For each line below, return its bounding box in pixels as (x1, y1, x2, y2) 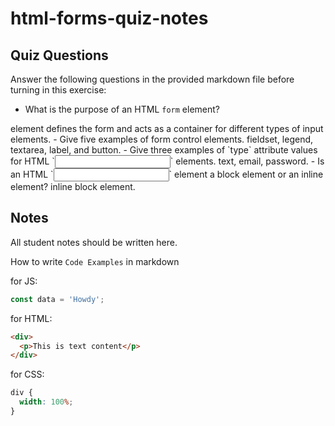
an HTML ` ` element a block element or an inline (10, 168, 324, 180)
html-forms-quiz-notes (10, 7, 209, 30)
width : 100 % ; (19, 397, 74, 407)
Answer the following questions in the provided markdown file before (10, 73, 295, 85)
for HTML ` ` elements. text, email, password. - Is (10, 155, 325, 167)
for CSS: (10, 368, 45, 381)
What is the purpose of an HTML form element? (24, 103, 220, 115)
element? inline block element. (10, 181, 136, 192)
